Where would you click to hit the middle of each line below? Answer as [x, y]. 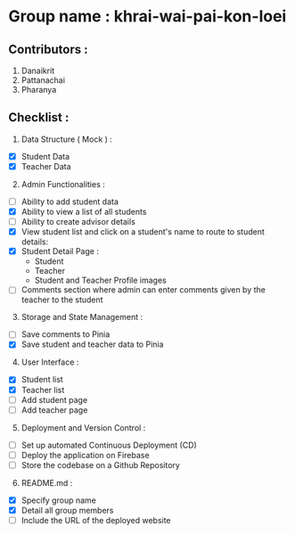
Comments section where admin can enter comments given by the [143, 290]
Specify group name [59, 500]
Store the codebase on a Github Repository [100, 464]
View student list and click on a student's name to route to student [143, 232]
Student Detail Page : [60, 251]
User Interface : [50, 362]
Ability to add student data [70, 201]
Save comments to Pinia [66, 334]
